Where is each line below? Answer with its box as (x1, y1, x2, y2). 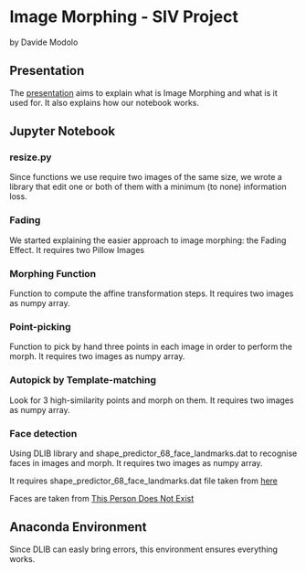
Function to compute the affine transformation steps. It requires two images (9, 288, 294, 299)
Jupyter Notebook (9, 123, 116, 139)
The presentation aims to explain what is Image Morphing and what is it (9, 87, 279, 98)
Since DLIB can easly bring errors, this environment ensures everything (9, 544, 279, 555)
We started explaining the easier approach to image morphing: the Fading (9, 235, 287, 246)
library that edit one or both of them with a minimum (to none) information (9, 181, 287, 193)
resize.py (9, 151, 52, 164)
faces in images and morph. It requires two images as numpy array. (9, 457, 263, 468)
